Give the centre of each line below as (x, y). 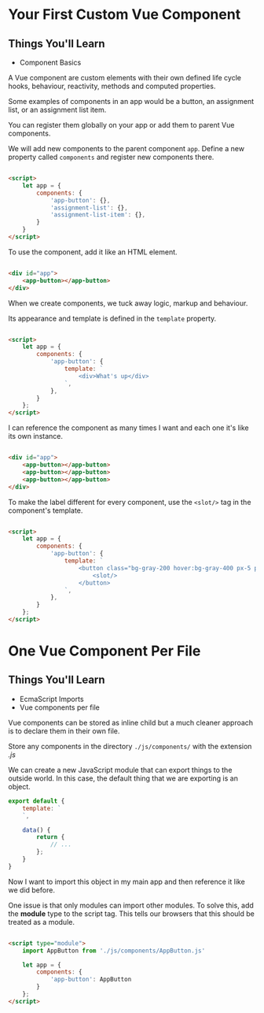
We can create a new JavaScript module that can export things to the (120, 770)
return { (51, 837)
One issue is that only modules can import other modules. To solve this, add (131, 905)
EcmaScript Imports (51, 699)
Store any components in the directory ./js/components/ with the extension (130, 746)
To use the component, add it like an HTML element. (93, 252)
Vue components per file (59, 707)
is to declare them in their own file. (64, 731)
